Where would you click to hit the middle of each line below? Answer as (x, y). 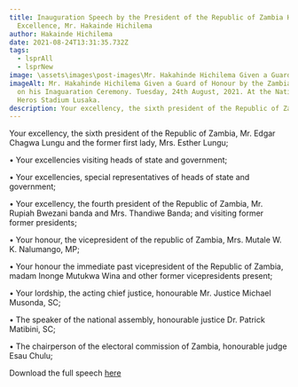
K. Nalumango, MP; (44, 249)
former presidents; (43, 223)
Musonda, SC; (35, 303)
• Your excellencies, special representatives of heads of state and (129, 178)
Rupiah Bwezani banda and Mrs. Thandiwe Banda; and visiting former (137, 213)
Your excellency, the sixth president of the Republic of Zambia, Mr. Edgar (142, 133)
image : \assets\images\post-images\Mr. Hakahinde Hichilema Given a (138, 75)
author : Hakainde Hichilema (61, 34)
